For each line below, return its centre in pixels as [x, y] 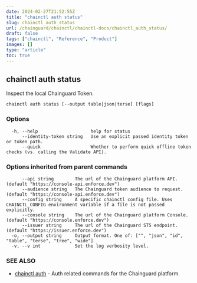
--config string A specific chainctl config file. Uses [97, 200]
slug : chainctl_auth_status [41, 22]
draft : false [22, 34]
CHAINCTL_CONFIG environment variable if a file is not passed [86, 205]
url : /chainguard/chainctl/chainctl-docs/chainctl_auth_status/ [87, 28]
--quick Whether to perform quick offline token [106, 147]
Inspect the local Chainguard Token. [50, 93]
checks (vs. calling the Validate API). [57, 152]
